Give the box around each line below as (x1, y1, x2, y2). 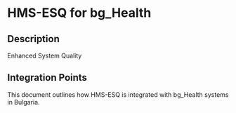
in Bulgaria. (7, 98, 40, 106)
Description (7, 33, 60, 45)
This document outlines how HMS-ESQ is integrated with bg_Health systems (7, 90, 229, 99)
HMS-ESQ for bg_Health (7, 5, 152, 21)
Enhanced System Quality (7, 51, 82, 60)
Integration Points (7, 72, 88, 84)
